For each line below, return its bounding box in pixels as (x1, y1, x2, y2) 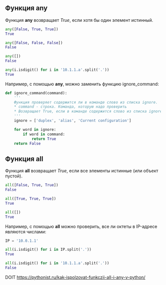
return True (31, 136, 56, 141)
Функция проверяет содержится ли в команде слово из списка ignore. (14, 100, 158, 105)
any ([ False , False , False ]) (5, 40, 63, 45)
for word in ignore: (14, 127, 56, 132)
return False (14, 141, 41, 146)
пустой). (5, 173, 23, 179)
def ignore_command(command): (5, 90, 68, 96)
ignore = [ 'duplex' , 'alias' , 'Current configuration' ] (14, 118, 132, 123)
